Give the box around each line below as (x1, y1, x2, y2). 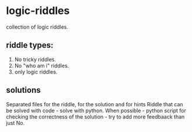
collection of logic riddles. (6, 23, 69, 30)
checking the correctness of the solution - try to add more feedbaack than (6, 113, 185, 120)
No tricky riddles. (14, 55, 57, 62)
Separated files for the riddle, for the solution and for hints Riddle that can (6, 100, 183, 107)
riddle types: (6, 40, 54, 50)
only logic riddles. (14, 68, 58, 75)
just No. (6, 119, 25, 126)
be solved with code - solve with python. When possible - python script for (6, 107, 187, 114)
